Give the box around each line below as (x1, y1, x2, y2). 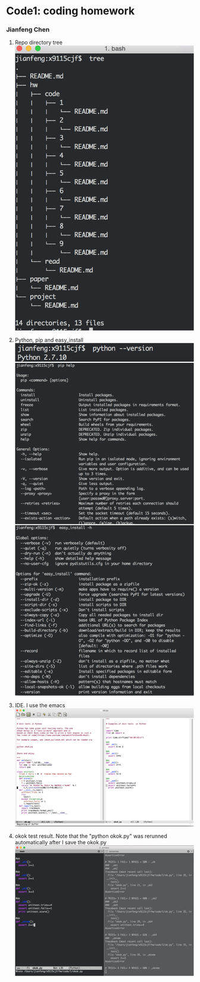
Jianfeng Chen (6, 26, 50, 34)
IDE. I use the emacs (14, 701, 65, 708)
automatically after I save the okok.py (14, 839, 107, 846)
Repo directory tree (14, 39, 62, 46)
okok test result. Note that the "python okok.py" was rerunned (14, 832, 168, 840)
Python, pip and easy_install (14, 337, 83, 344)
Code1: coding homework (6, 4, 135, 18)
